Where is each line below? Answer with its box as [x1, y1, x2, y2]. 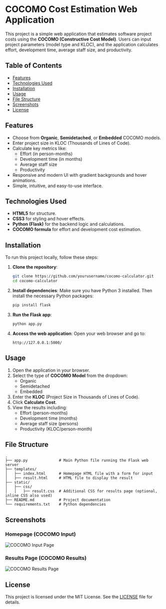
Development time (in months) [19, 156, 82, 162]
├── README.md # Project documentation [5, 498, 111, 503]
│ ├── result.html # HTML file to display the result [5, 475, 133, 480]
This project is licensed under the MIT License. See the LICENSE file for [5, 594, 153, 600]
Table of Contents [5, 61, 62, 70]
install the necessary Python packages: [12, 293, 94, 299]
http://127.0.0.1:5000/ [12, 340, 62, 345]
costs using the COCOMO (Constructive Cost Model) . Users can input [5, 36, 151, 42]
